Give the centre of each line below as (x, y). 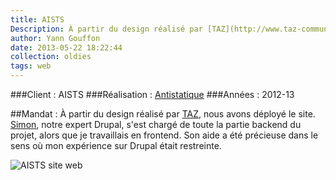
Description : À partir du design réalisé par (106, 29)
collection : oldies (51, 57)
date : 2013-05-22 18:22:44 (66, 47)
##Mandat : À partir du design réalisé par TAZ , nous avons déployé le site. (163, 114)
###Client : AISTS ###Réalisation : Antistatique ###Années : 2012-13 (152, 94)
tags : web (31, 66)
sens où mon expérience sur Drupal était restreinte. (116, 145)
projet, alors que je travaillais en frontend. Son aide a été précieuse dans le (164, 135)
